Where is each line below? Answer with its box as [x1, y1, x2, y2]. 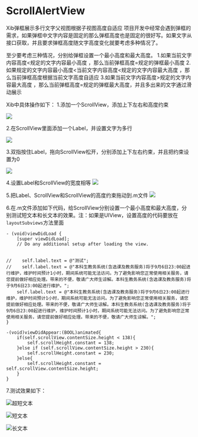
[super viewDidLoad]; [16, 236, 70, 242]
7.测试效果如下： [6, 387, 47, 394]
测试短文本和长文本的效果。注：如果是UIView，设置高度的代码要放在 [11, 211, 179, 219]
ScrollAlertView [6, 4, 85, 18]
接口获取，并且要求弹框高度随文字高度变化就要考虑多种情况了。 [6, 39, 161, 46]
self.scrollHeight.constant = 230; [27, 350, 115, 356]
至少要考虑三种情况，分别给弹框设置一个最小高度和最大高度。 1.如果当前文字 [6, 51, 192, 58]
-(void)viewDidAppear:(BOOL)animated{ [6, 329, 101, 336]
